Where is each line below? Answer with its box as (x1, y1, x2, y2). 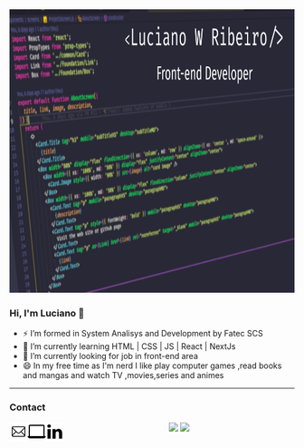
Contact (9, 401, 46, 414)
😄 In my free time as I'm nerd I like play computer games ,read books (22, 360, 282, 371)
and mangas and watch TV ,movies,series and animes (22, 370, 224, 381)
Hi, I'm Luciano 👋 (9, 307, 85, 319)
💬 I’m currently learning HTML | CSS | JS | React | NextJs (22, 341, 236, 352)
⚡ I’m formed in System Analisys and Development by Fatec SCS (22, 328, 264, 339)
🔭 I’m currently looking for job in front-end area (22, 351, 199, 362)
